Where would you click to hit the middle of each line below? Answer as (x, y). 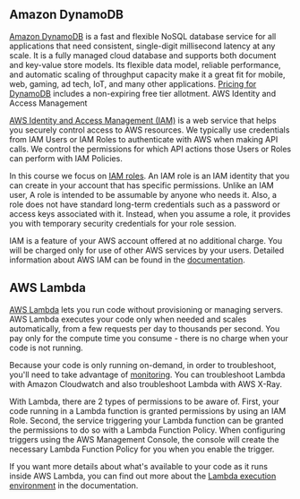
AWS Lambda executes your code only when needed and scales (128, 319)
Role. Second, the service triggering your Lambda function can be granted (146, 420)
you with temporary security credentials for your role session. (123, 223)
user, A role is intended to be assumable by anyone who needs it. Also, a (143, 194)
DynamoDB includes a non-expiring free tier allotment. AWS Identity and (142, 93)
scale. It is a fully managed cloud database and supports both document (143, 55)
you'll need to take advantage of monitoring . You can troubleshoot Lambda (147, 374)
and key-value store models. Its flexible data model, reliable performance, (145, 65)
